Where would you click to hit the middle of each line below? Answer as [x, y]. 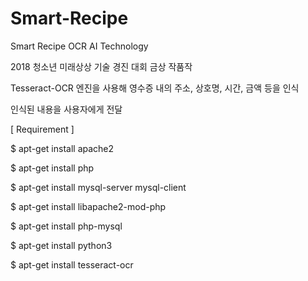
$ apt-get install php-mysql [66, 226]
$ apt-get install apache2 [62, 148]
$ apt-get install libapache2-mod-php [88, 206]
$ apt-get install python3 [61, 245]
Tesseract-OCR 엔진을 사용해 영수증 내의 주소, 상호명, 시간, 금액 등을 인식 [155, 88]
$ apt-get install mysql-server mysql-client [98, 187]
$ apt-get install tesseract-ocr [72, 264]
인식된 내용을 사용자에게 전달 [66, 109]
